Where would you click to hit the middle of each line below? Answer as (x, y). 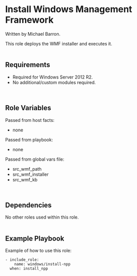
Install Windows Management (69, 9)
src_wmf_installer (30, 174)
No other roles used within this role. (42, 217)
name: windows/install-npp (42, 264)
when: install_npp (29, 269)
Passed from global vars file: (35, 159)
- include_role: (22, 260)
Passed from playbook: (29, 140)
